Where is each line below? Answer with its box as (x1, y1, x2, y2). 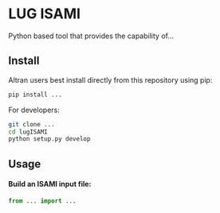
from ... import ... (8, 196, 77, 205)
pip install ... (8, 91, 62, 99)
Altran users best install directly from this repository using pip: (8, 75, 213, 84)
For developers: (8, 105, 60, 114)
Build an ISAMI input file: (8, 180, 92, 189)
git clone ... (8, 120, 56, 128)
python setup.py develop (8, 135, 91, 143)
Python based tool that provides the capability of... (8, 31, 174, 41)
